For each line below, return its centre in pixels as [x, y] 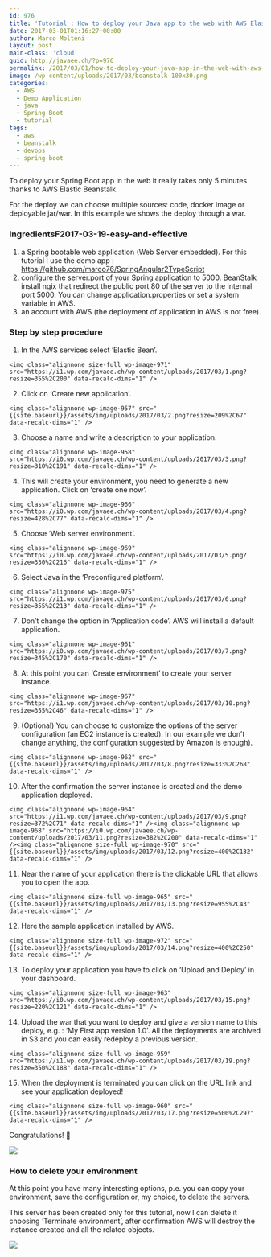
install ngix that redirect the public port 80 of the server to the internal [136, 285]
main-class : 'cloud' [44, 53]
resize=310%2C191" [40, 466]
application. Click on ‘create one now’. [84, 489]
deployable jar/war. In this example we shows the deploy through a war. [127, 213]
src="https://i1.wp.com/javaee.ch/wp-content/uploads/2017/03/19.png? [130, 1061]
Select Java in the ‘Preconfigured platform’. [92, 577]
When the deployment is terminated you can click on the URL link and [136, 1082]
